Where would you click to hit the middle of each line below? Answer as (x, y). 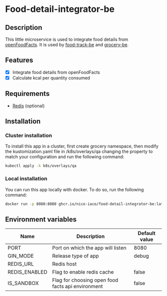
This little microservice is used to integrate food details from (67, 39)
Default (146, 233)
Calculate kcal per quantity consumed (51, 77)
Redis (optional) (28, 106)
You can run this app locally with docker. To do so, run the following (75, 189)
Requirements (27, 94)
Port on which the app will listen (89, 248)
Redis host (64, 264)
